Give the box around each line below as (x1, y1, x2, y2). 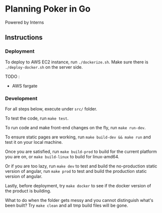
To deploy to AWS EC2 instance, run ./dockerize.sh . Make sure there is (5, 59, 149, 65)
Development (5, 95, 38, 102)
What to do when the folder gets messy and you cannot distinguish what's (5, 197, 154, 203)
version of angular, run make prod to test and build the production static (5, 168, 147, 174)
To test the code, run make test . (5, 115, 69, 121)
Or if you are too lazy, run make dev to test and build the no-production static (5, 163, 158, 169)
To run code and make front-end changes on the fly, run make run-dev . (5, 124, 146, 130)
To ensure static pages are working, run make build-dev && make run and (5, 134, 151, 140)
